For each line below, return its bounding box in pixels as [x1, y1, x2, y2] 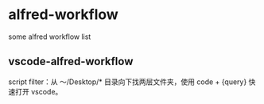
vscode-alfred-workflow [8, 55, 134, 68]
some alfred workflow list [8, 32, 91, 41]
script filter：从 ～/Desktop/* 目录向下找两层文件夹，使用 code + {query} [8, 77, 247, 87]
